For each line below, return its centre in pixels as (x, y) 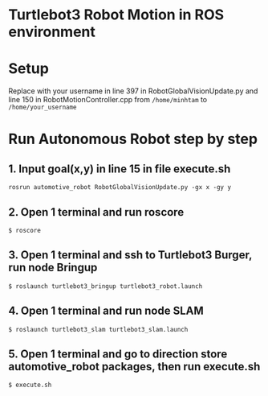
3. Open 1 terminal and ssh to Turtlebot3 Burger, (130, 255)
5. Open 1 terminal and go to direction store (118, 354)
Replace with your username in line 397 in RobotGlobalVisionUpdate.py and (133, 91)
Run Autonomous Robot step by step (133, 139)
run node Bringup (53, 268)
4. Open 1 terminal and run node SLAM (106, 311)
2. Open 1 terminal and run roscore (96, 212)
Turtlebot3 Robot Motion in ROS (116, 15)
